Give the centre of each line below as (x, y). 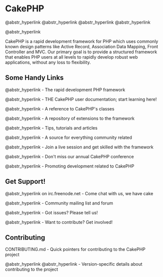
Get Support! (25, 182)
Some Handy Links (34, 78)
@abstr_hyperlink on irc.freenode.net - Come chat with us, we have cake (79, 193)
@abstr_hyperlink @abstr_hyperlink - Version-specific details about (74, 264)
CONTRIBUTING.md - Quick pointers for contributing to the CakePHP (75, 249)
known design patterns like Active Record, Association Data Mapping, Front (82, 46)
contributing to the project (32, 270)
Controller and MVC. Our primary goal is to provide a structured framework (81, 52)
